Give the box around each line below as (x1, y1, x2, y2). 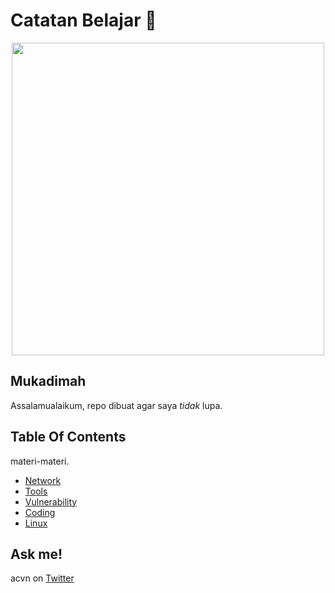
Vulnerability (24, 495, 78, 508)
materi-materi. (10, 455, 70, 467)
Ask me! (10, 545, 63, 563)
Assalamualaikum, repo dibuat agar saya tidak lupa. (10, 399, 223, 411)
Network (24, 474, 62, 486)
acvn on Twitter (10, 572, 75, 584)
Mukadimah (10, 373, 87, 390)
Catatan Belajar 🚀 (10, 9, 157, 32)
